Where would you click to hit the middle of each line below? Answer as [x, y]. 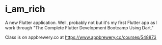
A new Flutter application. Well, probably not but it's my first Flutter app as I [81, 22]
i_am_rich [25, 9]
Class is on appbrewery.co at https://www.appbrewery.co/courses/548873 [81, 37]
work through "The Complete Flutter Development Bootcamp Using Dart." [79, 27]
